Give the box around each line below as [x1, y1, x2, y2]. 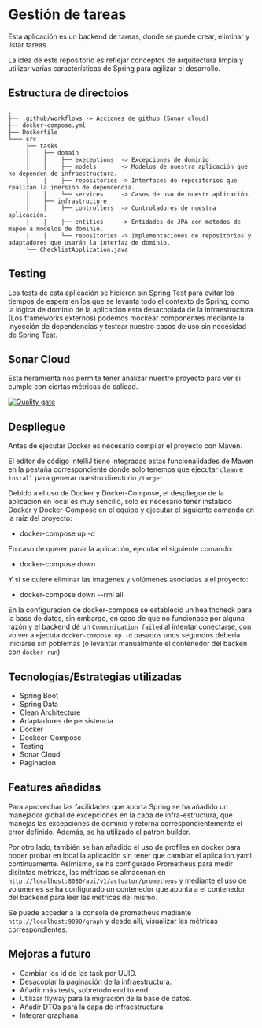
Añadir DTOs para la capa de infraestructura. [19, 1002, 165, 1011]
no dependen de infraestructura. [8, 170, 118, 178]
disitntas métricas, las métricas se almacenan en [8, 867, 167, 877]
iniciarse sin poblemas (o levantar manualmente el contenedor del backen [8, 639, 248, 649]
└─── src [8, 135, 37, 143]
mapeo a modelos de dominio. [8, 225, 104, 233]
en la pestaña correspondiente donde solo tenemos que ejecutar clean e [8, 465, 244, 474]
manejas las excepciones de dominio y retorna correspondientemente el [8, 818, 242, 828]
